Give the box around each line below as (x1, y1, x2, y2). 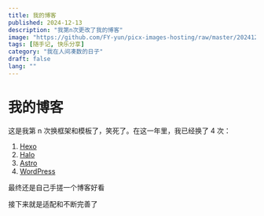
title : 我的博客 (8, 11, 57, 20)
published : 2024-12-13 (8, 19, 82, 27)
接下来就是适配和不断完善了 (8, 199, 98, 208)
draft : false (8, 56, 51, 63)
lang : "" (8, 63, 37, 70)
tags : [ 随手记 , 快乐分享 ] (8, 41, 85, 49)
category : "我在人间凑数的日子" (8, 48, 104, 56)
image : (8, 33, 30, 41)
